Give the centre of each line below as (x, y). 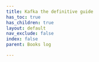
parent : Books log (29, 45)
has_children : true (30, 22)
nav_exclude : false (30, 34)
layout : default (26, 28)
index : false (22, 39)
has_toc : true (24, 17)
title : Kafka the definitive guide (50, 12)
